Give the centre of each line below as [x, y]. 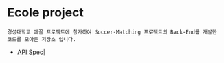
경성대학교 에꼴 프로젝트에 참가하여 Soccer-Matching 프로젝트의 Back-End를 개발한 [112, 32]
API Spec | [31, 52]
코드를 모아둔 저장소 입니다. [42, 39]
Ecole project [46, 13]
